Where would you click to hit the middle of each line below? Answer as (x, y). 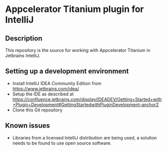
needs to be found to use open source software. (62, 143)
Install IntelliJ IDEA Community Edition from (57, 83)
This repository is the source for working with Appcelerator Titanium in (78, 50)
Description (24, 38)
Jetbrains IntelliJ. (23, 55)
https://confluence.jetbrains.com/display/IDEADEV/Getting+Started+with (87, 99)
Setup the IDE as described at (43, 94)
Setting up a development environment (67, 71)
